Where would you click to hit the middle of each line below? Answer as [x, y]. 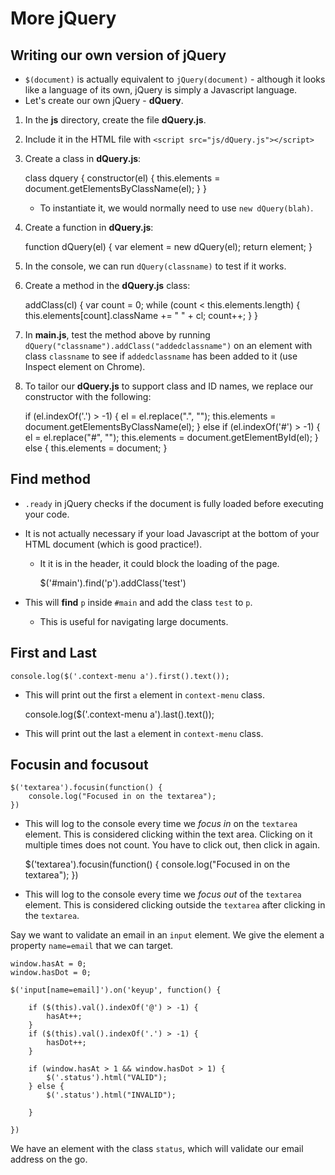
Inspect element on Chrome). [85, 366]
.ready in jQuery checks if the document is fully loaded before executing [174, 503]
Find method [50, 479]
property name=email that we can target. [92, 946]
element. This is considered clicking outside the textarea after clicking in [175, 905]
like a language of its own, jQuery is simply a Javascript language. [161, 90]
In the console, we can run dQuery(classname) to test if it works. [155, 266]
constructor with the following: [88, 396]
